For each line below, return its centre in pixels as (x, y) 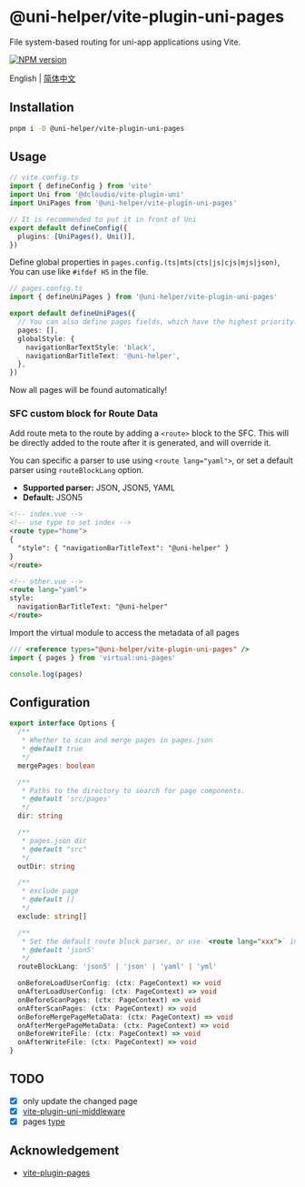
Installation (42, 108)
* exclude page (50, 891)
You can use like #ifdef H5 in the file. (79, 272)
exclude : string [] (53, 916)
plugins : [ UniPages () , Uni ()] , (77, 236)
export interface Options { (63, 724)
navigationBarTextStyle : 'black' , (91, 347)
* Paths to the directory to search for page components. (133, 790)
